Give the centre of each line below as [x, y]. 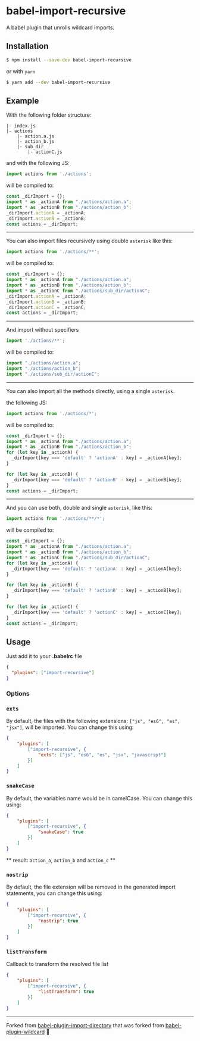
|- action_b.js [36, 142]
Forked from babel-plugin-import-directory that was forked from [85, 1025]
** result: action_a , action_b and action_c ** [61, 860]
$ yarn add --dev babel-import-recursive [58, 82]
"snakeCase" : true [61, 832]
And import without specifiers [43, 330]
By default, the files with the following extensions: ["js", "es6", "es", [93, 721]
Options [18, 693]
